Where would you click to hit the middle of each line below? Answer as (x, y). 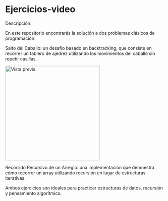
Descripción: (18, 23)
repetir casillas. (21, 58)
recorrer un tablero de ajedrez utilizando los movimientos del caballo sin (80, 53)
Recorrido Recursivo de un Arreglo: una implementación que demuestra (80, 167)
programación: (20, 38)
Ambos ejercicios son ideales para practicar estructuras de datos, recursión (84, 188)
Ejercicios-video (40, 9)
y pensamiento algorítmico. (34, 193)
